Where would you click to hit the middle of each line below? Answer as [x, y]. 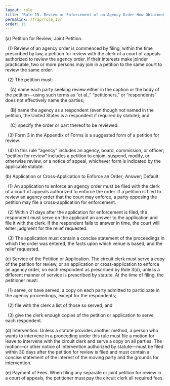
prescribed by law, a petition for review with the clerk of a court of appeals [83, 54]
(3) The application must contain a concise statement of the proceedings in [86, 238]
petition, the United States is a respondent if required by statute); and [77, 116]
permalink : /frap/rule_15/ [34, 19]
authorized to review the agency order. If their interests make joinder [77, 59]
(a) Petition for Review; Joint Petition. [44, 39]
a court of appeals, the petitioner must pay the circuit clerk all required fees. [84, 378]
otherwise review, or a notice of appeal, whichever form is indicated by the [83, 161]
